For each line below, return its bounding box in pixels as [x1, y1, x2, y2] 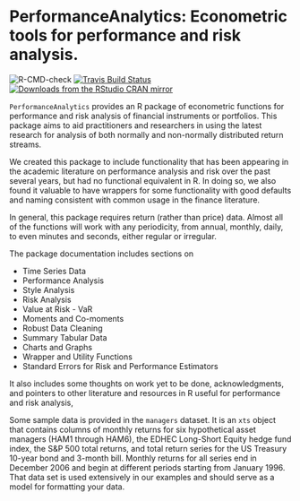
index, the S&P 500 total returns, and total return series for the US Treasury [9, 443, 287, 453]
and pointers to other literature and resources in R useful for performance [9, 387, 280, 398]
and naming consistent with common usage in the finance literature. [9, 194, 261, 205]
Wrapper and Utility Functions [21, 351, 133, 362]
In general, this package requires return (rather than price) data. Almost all [9, 212, 284, 222]
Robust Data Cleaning [21, 323, 103, 333]
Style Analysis [21, 284, 75, 295]
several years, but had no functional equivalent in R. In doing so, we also [9, 175, 277, 186]
